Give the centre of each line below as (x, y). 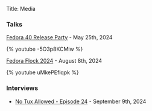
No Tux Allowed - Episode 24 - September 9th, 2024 (81, 101)
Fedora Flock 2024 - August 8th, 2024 (54, 61)
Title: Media (21, 9)
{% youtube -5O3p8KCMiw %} (45, 49)
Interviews (22, 88)
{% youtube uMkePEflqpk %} (43, 72)
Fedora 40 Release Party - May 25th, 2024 (59, 37)
